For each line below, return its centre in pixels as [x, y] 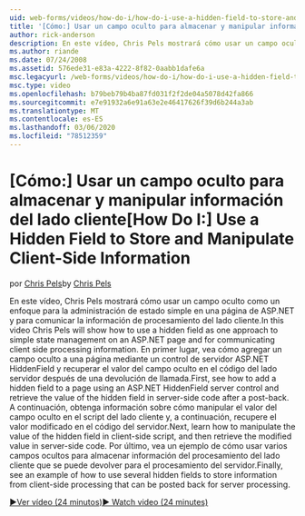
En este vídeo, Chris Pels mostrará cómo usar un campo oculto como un [145, 301]
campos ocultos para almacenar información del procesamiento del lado [145, 455]
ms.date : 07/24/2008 [49, 60]
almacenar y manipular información [147, 200]
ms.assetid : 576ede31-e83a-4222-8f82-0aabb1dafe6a [107, 69]
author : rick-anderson [52, 35]
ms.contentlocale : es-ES [56, 119]
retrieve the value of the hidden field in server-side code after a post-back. [149, 397]
